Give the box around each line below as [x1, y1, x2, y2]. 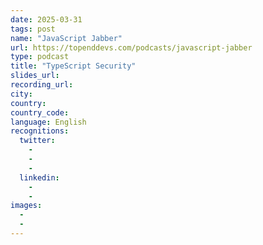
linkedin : [19, 172, 60, 183]
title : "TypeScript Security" [10, 61, 137, 71]
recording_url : [10, 80, 74, 90]
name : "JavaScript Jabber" [10, 33, 123, 43]
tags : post [10, 24, 56, 34]
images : [10, 201, 43, 211]
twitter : [19, 136, 56, 146]
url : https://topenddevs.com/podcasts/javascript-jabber [10, 42, 253, 53]
